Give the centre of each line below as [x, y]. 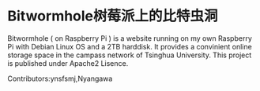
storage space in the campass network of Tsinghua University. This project [130, 55]
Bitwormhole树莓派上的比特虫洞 [113, 16]
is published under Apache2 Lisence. [68, 63]
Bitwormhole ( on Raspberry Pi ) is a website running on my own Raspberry [130, 38]
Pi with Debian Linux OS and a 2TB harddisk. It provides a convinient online [130, 46]
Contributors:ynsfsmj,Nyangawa [60, 78]
